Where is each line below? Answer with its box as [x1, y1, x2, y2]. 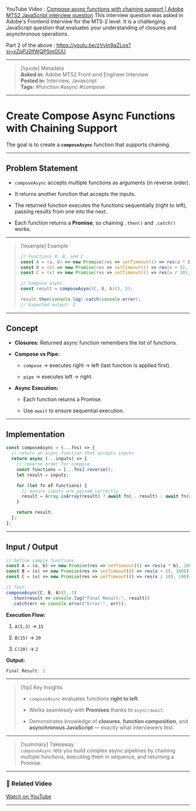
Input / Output [6, 542, 58, 552]
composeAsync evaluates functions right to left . [29, 695, 139, 702]
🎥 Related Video [6, 779, 52, 788]
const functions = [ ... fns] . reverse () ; [16, 467, 114, 472]
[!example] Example [20, 242, 68, 249]
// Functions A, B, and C [20, 253, 83, 260]
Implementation [6, 429, 65, 439]
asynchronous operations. [6, 30, 69, 37]
